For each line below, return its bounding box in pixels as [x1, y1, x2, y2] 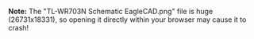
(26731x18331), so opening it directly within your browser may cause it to [8, 15, 247, 24]
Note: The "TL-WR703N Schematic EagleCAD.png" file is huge [8, 7, 214, 16]
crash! [8, 23, 29, 32]
